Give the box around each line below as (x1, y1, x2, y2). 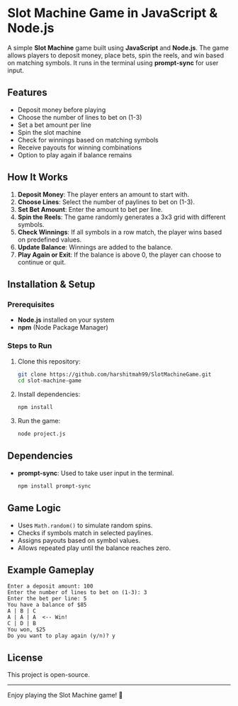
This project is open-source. (7, 671, 90, 679)
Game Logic (7, 502, 62, 515)
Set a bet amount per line (17, 121, 92, 129)
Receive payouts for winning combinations (17, 143, 142, 152)
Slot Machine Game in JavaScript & (7, 5, 218, 21)
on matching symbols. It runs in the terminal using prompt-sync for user (7, 58, 219, 67)
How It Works (7, 172, 69, 184)
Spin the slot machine (17, 128, 81, 136)
